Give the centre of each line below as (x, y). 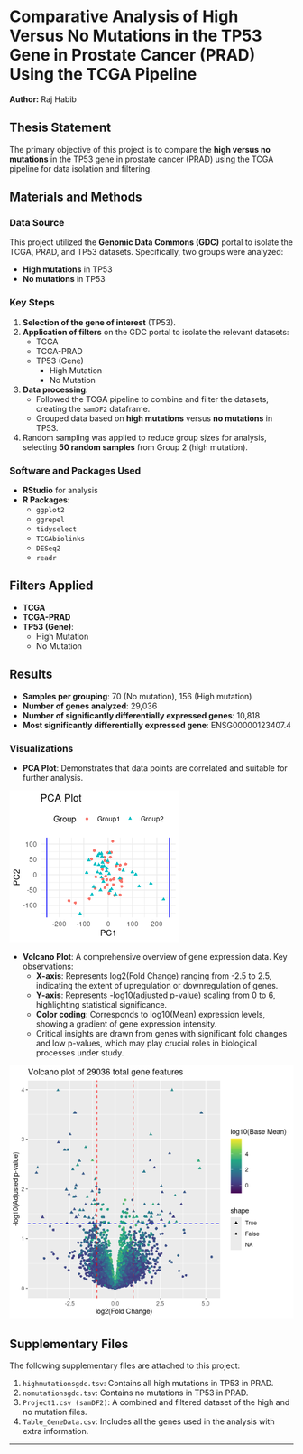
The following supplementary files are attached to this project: (125, 1365)
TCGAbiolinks (60, 539)
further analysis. (53, 777)
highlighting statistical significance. (101, 1004)
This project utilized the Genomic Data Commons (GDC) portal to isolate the (151, 242)
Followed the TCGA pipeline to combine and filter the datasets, (152, 399)
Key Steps (32, 303)
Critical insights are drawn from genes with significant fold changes (161, 1033)
